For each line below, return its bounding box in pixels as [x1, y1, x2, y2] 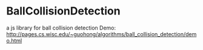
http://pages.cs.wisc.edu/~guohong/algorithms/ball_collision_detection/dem [6, 30, 197, 37]
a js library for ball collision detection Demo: [6, 24, 116, 31]
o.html [6, 37, 22, 44]
